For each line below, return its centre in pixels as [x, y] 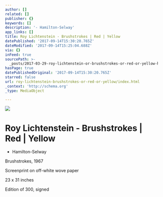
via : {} [13, 50]
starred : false [20, 77]
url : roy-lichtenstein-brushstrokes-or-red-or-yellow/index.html [72, 82]
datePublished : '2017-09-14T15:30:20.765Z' [50, 41]
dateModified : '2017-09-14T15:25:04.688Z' [49, 46]
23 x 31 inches [19, 180]
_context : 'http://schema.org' [37, 86]
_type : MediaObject [25, 91]
